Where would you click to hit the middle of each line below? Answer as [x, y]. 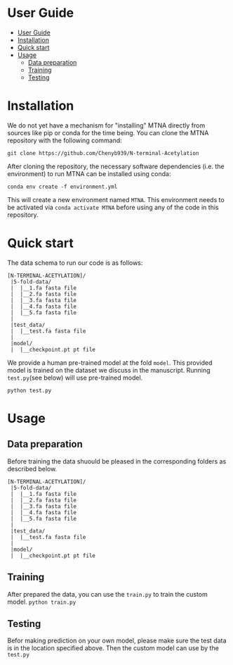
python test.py [29, 390]
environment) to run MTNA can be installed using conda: [89, 173]
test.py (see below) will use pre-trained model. [75, 378]
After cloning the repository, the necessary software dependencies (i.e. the [116, 166]
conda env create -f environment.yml [62, 187]
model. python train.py [42, 602]
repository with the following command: [65, 140]
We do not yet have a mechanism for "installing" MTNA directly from [106, 125]
